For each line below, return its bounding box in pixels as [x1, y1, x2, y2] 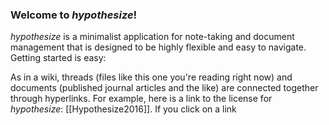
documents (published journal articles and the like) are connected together [10, 82, 319, 94]
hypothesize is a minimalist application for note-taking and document [10, 31, 295, 43]
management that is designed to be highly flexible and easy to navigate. [10, 41, 307, 53]
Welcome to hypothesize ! [10, 8, 138, 22]
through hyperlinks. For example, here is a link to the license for [10, 93, 273, 105]
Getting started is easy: [10, 52, 107, 64]
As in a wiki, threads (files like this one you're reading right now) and [10, 71, 293, 83]
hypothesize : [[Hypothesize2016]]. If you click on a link [10, 103, 237, 115]
